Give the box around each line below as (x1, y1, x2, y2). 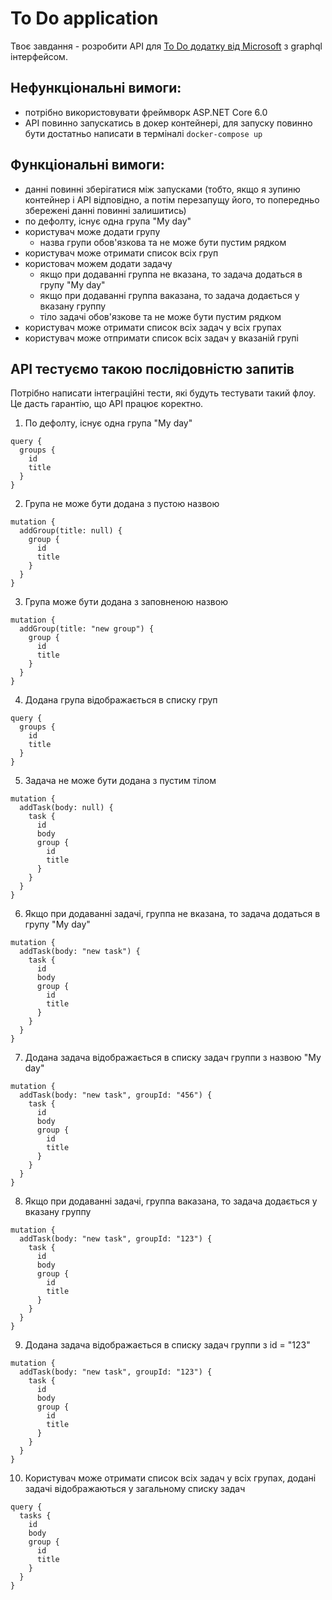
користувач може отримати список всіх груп (24, 247, 219, 259)
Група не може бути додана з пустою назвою (24, 498, 220, 510)
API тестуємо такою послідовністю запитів (10, 360, 295, 377)
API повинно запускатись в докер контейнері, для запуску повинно (24, 117, 313, 129)
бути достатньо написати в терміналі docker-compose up (24, 127, 263, 139)
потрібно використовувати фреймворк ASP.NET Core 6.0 (24, 106, 268, 118)
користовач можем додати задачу (24, 257, 173, 269)
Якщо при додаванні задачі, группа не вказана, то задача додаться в (24, 908, 321, 920)
